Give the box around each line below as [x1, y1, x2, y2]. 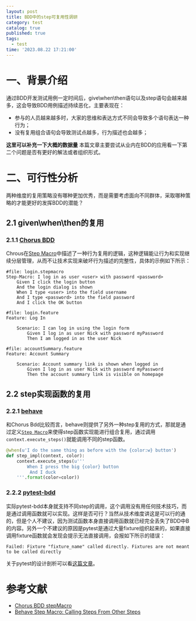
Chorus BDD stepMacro [14, 602, 72, 609]
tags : [6, 36, 19, 42]
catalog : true [6, 25, 41, 31]
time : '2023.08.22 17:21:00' [6, 47, 77, 53]
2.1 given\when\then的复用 [6, 218, 104, 228]
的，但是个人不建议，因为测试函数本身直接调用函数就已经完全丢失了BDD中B [6, 517, 190, 524]
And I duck [29, 469, 57, 475]
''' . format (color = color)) [16, 474, 80, 481]
